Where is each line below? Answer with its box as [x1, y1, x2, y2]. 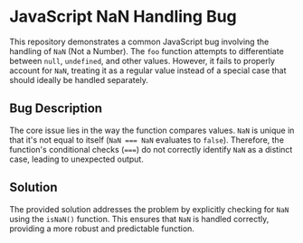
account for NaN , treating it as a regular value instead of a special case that [9, 65, 287, 76]
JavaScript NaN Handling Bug [9, 6, 237, 27]
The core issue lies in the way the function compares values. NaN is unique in [9, 125, 295, 136]
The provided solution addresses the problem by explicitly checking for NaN [9, 203, 289, 214]
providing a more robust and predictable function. [9, 223, 194, 234]
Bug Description [9, 101, 102, 117]
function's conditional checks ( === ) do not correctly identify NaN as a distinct [9, 144, 293, 154]
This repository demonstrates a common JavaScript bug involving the [9, 36, 270, 47]
